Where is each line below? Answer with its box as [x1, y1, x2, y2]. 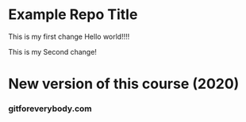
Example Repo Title [8, 6, 138, 24]
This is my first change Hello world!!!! [8, 32, 130, 41]
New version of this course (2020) [8, 75, 240, 93]
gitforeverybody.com [8, 103, 93, 114]
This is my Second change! [8, 47, 98, 56]
